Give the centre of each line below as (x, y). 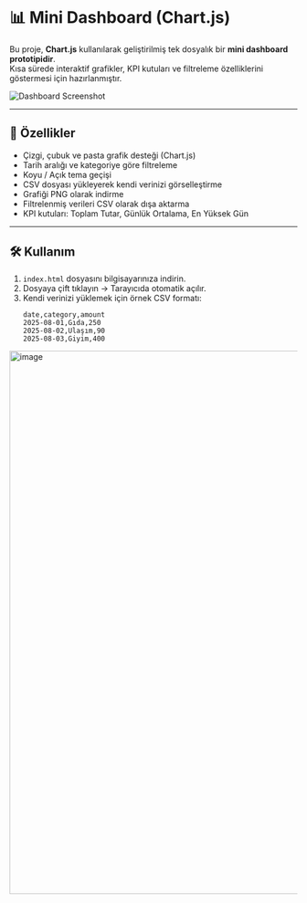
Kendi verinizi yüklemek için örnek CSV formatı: (112, 298)
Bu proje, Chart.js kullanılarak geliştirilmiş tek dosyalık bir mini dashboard (149, 49)
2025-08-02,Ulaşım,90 (64, 331)
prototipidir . (33, 58)
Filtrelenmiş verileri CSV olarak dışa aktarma (106, 204)
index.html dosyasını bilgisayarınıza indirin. (104, 278)
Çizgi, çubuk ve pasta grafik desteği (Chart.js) (109, 155)
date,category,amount (64, 315)
